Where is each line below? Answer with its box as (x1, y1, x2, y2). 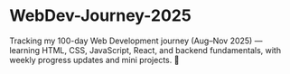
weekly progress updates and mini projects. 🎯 (9, 54, 180, 65)
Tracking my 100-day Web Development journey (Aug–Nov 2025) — (9, 35, 263, 46)
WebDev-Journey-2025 (9, 5, 192, 26)
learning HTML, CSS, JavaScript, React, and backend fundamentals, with (9, 44, 282, 55)
